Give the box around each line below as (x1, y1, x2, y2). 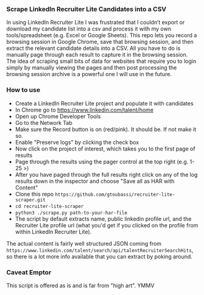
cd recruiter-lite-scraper (15, 203, 84, 209)
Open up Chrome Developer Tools (15, 112, 101, 120)
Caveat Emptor (6, 268, 52, 276)
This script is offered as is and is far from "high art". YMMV (6, 282, 155, 289)
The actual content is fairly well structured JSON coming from (6, 240, 162, 247)
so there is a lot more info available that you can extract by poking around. (6, 252, 193, 260)
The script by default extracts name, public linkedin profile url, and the (15, 215, 192, 222)
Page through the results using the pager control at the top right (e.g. (15, 158, 189, 165)
